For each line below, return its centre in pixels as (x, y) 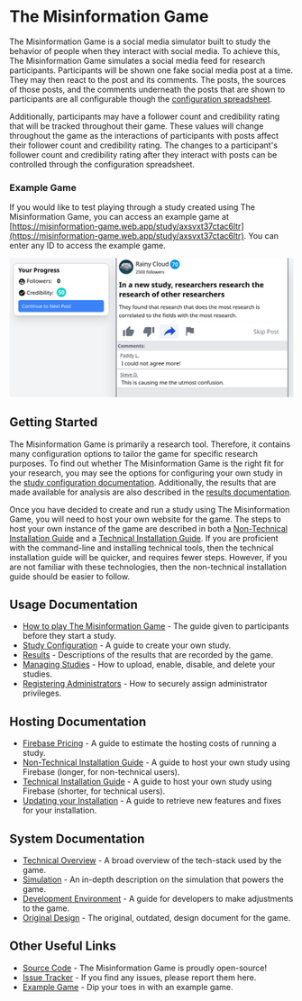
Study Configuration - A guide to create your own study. (127, 645)
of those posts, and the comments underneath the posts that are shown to (147, 89)
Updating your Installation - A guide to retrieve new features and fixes (152, 801)
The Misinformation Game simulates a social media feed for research (137, 60)
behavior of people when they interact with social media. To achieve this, (145, 50)
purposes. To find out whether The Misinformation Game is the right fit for (147, 463)
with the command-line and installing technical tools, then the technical (142, 548)
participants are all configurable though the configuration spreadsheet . (141, 99)
